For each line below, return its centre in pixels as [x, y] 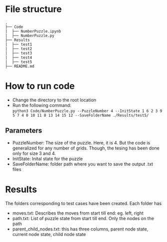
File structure [34, 9]
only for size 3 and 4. [34, 153]
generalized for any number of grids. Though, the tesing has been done [86, 148]
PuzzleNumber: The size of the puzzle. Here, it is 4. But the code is [81, 142]
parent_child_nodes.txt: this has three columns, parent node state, [80, 229]
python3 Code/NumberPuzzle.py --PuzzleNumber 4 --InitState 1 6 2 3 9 [87, 111]
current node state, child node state [49, 234]
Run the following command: [42, 105]
